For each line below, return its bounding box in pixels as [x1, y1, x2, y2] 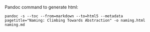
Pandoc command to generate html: [4, 4, 78, 10]
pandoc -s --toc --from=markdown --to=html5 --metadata [4, 14, 123, 19]
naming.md [4, 22, 25, 27]
